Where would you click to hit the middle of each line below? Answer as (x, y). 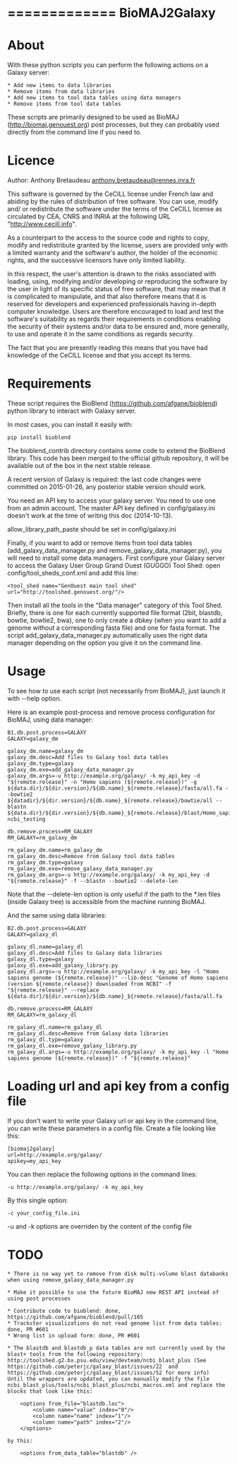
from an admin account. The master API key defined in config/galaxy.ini (111, 508)
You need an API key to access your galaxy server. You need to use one (112, 500)
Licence (31, 161)
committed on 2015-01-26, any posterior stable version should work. (107, 487)
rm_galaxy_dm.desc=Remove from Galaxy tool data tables (91, 856)
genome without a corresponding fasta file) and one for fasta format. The (114, 628)
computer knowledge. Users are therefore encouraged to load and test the (116, 312)
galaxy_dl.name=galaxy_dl (45, 947)
